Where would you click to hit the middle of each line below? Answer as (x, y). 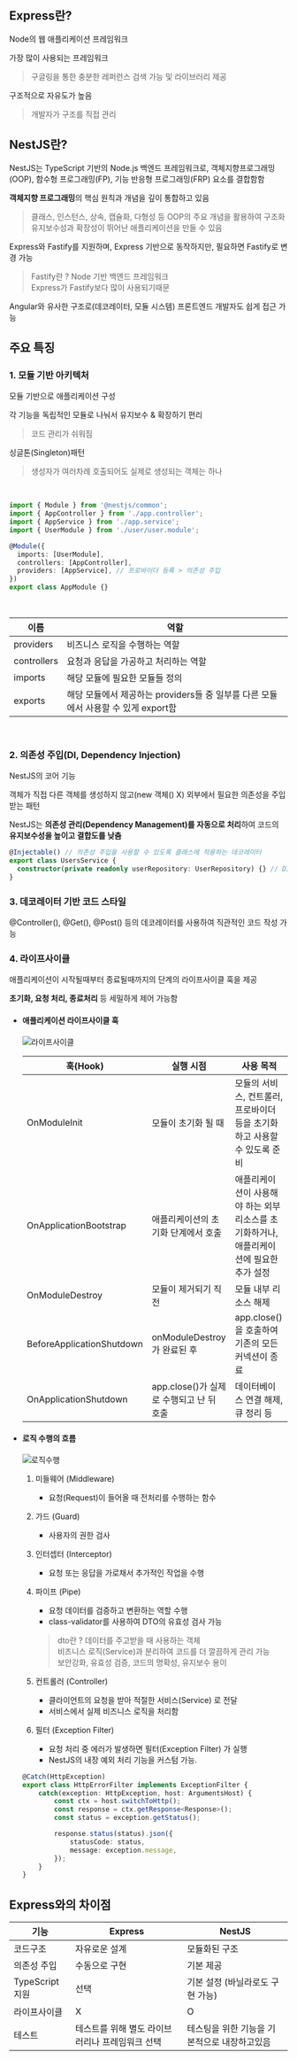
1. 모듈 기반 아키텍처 (49, 375)
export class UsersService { (63, 861)
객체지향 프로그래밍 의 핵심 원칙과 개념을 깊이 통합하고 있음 (109, 197)
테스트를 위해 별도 (110, 2029)
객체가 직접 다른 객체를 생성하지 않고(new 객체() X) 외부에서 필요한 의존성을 (139, 794)
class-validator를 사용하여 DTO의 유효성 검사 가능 (135, 1621)
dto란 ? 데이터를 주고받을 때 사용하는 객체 (129, 1640)
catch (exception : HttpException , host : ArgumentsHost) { (145, 1793)
